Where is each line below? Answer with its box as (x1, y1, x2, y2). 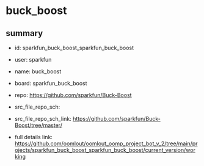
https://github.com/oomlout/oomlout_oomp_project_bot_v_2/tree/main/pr (14, 140, 198, 147)
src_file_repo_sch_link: (14, 115, 71, 122)
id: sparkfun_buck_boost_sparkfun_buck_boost (14, 44, 134, 51)
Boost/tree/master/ (14, 121, 62, 129)
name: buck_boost (14, 68, 62, 75)
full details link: (14, 134, 53, 140)
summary (5, 28, 43, 38)
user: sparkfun (14, 56, 52, 63)
